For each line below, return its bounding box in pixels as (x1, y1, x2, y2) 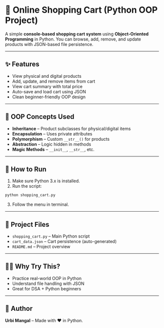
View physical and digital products (12, 73, 82, 79)
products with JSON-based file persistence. (5, 41, 94, 47)
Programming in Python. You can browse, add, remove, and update (5, 36, 142, 42)
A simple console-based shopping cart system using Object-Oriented (5, 31, 149, 37)
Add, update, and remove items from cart (12, 78, 95, 84)
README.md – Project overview (12, 244, 71, 250)
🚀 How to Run (5, 165, 47, 173)
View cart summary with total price (12, 83, 83, 89)
